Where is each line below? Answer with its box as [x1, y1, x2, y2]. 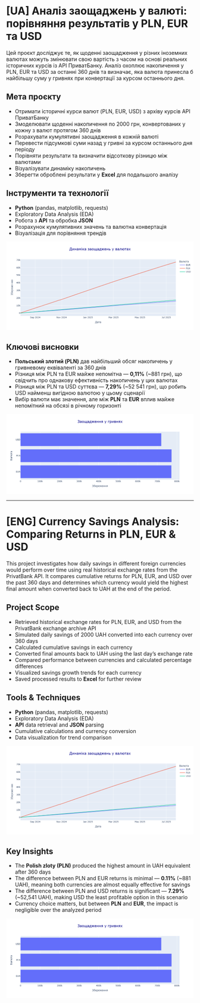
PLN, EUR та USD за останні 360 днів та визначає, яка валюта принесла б [6, 68, 193, 75]
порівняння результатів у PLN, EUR [6, 17, 189, 30]
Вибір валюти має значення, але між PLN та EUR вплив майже [14, 396, 174, 403]
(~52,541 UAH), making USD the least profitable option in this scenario [14, 894, 188, 901]
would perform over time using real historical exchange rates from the [6, 566, 177, 573]
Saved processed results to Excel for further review [14, 675, 142, 682]
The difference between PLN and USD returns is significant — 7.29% [14, 887, 185, 895]
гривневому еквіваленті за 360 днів [14, 364, 107, 371]
